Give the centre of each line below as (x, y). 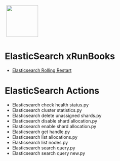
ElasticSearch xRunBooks (60, 56)
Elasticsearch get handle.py (41, 132)
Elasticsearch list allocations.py (45, 137)
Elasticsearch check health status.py (50, 105)
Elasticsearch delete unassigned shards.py (57, 115)
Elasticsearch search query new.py (49, 153)
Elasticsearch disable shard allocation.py (54, 121)
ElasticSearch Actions (52, 91)
